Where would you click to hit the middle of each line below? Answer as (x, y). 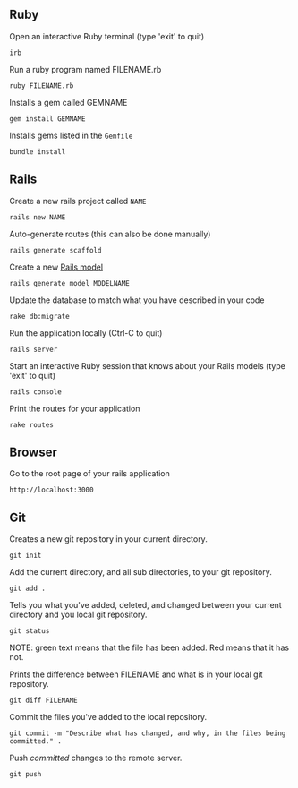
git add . (28, 589)
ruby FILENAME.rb (42, 86)
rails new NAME (38, 217)
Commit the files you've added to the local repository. (108, 717)
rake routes (31, 424)
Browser (34, 453)
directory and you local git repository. (78, 615)
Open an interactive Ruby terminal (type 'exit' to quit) (107, 36)
